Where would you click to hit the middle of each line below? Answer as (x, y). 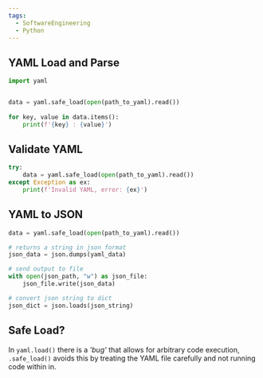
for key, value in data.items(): (64, 117)
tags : (17, 16)
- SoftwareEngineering (53, 23)
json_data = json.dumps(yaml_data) (67, 255)
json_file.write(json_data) (69, 284)
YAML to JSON (46, 214)
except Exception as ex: (49, 183)
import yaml (28, 81)
